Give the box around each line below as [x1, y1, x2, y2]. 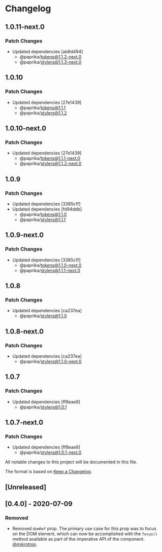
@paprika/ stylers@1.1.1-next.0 [19, 267, 80, 273]
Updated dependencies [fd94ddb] [12, 206, 82, 212]
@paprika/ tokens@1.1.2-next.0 [19, 54, 82, 60]
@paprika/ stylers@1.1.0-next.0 [19, 359, 82, 364]
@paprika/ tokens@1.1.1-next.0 [19, 155, 80, 161]
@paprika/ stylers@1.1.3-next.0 [19, 59, 82, 65]
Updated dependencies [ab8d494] [12, 48, 83, 54]
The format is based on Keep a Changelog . [5, 469, 92, 475]
